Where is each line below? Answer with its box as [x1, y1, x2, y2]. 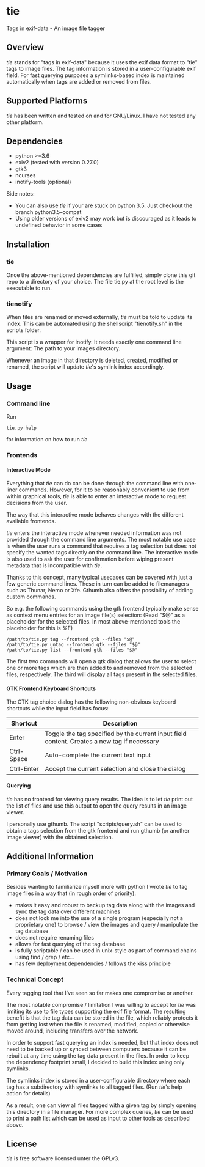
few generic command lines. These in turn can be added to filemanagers [6, 580, 189, 587]
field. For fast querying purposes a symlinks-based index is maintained [6, 72, 185, 79]
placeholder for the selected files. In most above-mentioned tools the [6, 618, 181, 625]
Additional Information [6, 851, 94, 861]
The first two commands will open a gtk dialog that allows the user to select [6, 658, 196, 665]
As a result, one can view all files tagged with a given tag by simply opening [6, 1102, 197, 1109]
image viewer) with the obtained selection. [6, 833, 113, 841]
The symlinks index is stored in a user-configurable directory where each [6, 1077, 190, 1084]
